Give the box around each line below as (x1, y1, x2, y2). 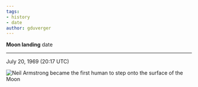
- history (6, 14, 31, 20)
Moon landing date (6, 41, 53, 48)
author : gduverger (6, 25, 51, 31)
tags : (6, 8, 19, 15)
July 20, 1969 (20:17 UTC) (6, 58, 70, 65)
